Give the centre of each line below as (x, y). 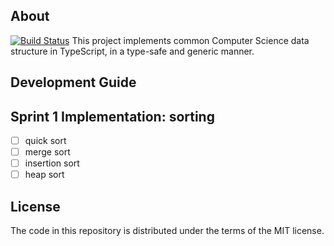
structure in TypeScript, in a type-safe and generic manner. (132, 51)
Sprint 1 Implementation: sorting (112, 116)
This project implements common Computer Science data (190, 40)
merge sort (47, 152)
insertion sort (52, 163)
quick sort (45, 141)
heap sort (44, 175)
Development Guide (73, 82)
